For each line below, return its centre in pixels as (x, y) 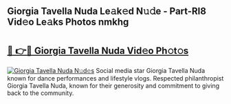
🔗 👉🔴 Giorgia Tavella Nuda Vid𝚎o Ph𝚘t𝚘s (98, 51)
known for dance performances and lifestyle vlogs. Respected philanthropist (115, 78)
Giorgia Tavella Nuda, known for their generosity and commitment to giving (113, 86)
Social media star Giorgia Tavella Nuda (150, 71)
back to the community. (41, 93)
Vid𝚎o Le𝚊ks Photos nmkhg (68, 22)
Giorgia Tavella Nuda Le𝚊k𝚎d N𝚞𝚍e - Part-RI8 (107, 11)
